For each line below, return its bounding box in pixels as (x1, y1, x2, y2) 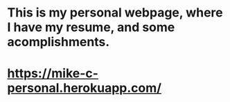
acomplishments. (7, 34, 110, 50)
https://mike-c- (7, 65, 99, 81)
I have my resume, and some (7, 19, 175, 35)
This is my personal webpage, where (7, 5, 223, 21)
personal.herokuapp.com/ (7, 81, 161, 96)
